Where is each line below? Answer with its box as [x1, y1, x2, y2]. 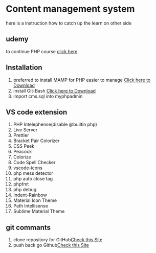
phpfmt [13, 181, 29, 187]
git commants [6, 223, 51, 232]
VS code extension [6, 108, 68, 117]
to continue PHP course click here [6, 48, 78, 54]
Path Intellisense [13, 203, 48, 209]
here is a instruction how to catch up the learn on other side [6, 20, 132, 26]
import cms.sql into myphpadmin [13, 93, 83, 99]
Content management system [6, 3, 135, 15]
